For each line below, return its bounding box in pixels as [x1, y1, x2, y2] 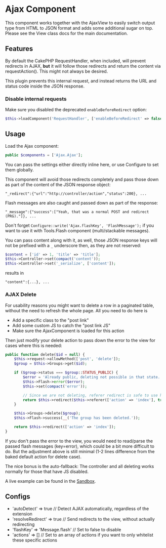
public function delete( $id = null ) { [5, 352, 85, 357]
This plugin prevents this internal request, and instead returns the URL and [5, 78, 157, 84]
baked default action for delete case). [5, 454, 82, 460]
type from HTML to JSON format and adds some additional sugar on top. [5, 25, 154, 31]
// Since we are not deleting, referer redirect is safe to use [23, 393, 158, 398]
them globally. [5, 167, 34, 172]
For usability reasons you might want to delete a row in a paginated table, [5, 302, 155, 308]
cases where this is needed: [5, 342, 63, 348]
